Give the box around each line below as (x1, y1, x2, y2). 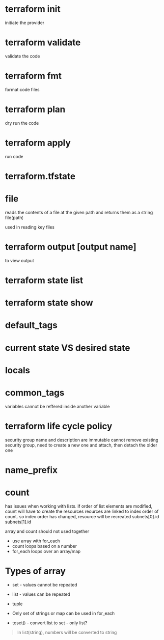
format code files (5, 86, 40, 92)
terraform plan (5, 104, 65, 115)
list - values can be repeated (12, 591, 70, 597)
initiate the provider (5, 20, 45, 26)
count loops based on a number (12, 543, 77, 549)
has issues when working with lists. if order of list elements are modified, (5, 503, 153, 509)
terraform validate (5, 37, 81, 48)
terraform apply (5, 137, 71, 148)
